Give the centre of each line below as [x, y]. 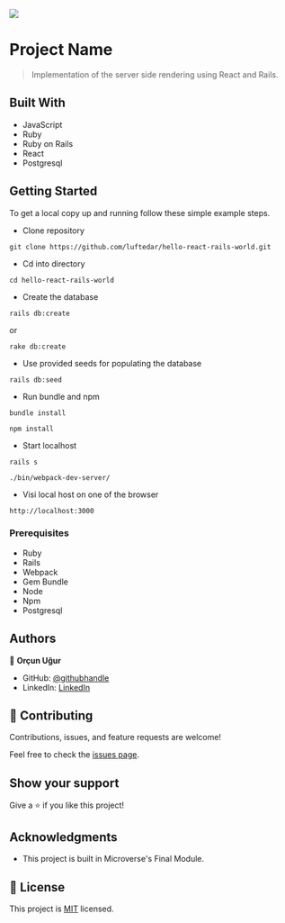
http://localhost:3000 [52, 511]
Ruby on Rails [48, 143]
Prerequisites [39, 533]
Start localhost [49, 445]
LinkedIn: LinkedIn [56, 687]
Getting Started [53, 191]
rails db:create [40, 313]
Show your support [64, 783]
